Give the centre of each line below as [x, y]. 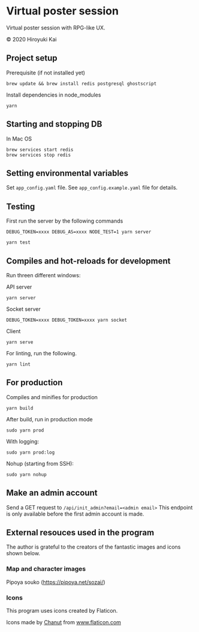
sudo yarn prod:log [31, 452]
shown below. [23, 553]
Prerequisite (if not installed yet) [46, 73]
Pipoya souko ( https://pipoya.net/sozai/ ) [56, 582]
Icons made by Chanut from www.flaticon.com [64, 622]
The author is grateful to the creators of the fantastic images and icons [94, 547]
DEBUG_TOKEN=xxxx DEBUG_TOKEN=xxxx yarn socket [67, 320]
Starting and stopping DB [54, 124]
